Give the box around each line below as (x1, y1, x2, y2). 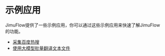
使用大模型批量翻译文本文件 (12, 45, 71, 51)
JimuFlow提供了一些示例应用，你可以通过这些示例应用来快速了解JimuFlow (5, 22, 160, 28)
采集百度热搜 (12, 38, 39, 45)
